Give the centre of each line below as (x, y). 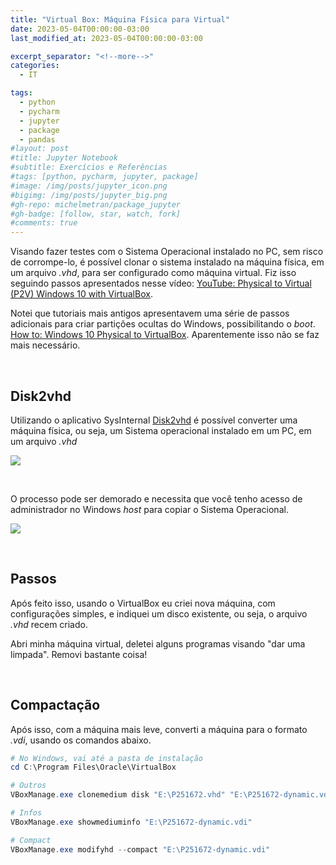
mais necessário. (45, 345)
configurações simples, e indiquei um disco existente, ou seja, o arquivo (159, 613)
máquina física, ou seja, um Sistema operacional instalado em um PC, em (161, 430)
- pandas (37, 139)
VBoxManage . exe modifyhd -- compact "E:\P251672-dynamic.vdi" (140, 849)
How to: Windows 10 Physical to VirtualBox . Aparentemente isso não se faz (165, 335)
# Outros (28, 786)
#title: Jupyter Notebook (64, 158)
